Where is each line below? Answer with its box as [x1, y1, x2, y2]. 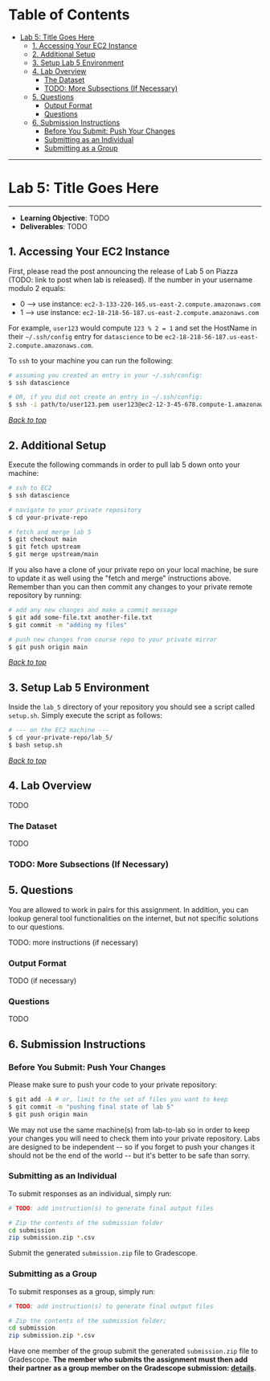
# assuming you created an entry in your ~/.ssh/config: [8, 371, 203, 379]
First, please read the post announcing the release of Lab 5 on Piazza [8, 266, 239, 276]
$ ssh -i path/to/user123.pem [8, 400, 110, 409]
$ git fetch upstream [8, 543, 81, 551]
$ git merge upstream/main [8, 551, 99, 559]
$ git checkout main [8, 535, 78, 543]
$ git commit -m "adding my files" [8, 621, 128, 629]
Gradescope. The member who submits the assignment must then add [8, 1354, 248, 1364]
